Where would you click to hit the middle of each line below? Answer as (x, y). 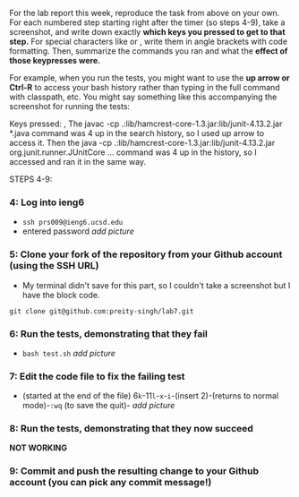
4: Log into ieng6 (47, 202)
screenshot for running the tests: (70, 106)
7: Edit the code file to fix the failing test (97, 376)
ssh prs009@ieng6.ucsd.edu (73, 223)
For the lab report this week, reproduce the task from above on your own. (145, 13)
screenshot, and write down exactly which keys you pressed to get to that (147, 32)
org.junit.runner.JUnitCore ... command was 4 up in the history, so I (133, 152)
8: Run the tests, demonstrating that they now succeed (131, 429)
